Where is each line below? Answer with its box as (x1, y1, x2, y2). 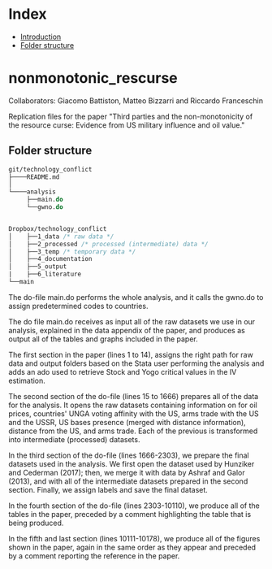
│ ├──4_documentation (8, 255, 93, 263)
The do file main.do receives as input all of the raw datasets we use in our (8, 316, 256, 326)
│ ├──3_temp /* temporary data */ (8, 247, 136, 256)
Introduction (19, 32, 62, 41)
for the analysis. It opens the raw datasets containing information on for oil (8, 400, 257, 410)
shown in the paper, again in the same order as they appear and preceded (8, 542, 257, 552)
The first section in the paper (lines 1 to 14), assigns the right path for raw (8, 350, 253, 359)
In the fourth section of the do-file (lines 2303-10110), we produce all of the (8, 501, 260, 510)
